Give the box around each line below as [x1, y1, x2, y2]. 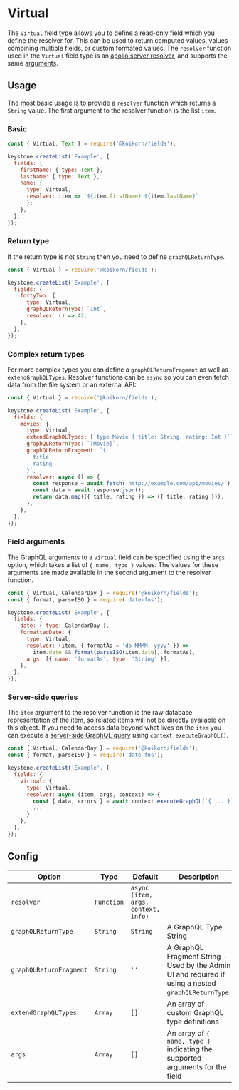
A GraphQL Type [166, 922, 223, 932]
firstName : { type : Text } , [20, 166, 103, 173]
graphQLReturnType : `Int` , [26, 305, 107, 313]
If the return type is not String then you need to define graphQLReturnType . [7, 252, 225, 261]
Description [179, 872, 219, 882]
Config [7, 850, 38, 862]
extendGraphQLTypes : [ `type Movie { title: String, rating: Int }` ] [26, 434, 234, 441]
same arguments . [7, 58, 58, 67]
